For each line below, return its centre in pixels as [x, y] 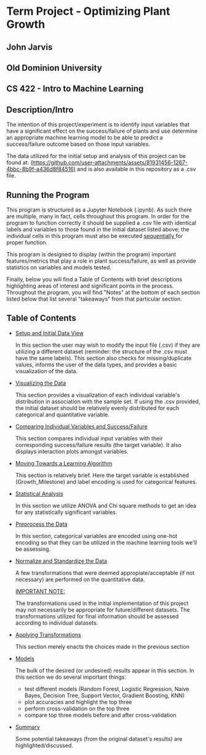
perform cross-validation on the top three [77, 708]
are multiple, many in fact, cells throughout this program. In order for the [98, 216]
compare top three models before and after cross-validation [100, 715]
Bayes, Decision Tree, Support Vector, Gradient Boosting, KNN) [105, 695]
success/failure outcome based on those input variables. [78, 144]
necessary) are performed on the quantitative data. [80, 579]
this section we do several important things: [71, 677]
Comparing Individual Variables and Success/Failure [81, 426]
